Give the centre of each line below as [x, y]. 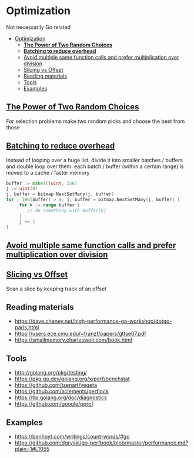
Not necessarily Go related [39, 27]
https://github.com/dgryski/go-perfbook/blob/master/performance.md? [101, 443]
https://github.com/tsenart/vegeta [56, 385]
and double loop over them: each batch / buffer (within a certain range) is [95, 166]
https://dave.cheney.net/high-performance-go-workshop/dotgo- [93, 321]
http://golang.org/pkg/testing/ [51, 373]
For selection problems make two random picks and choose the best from [96, 121]
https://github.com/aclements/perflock [61, 392]
